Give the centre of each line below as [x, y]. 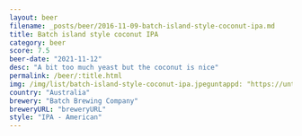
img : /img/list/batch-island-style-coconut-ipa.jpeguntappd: [126, 84]
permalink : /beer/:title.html [66, 76]
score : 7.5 [30, 51]
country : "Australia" [50, 92]
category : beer [38, 42]
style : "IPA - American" [56, 117]
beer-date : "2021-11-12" [56, 59]
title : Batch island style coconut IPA [84, 34]
